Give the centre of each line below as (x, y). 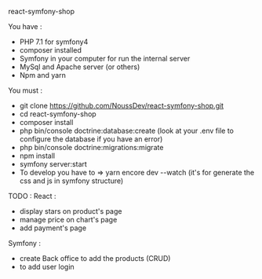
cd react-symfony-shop (58, 114)
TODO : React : (32, 196)
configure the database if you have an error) (91, 139)
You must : (25, 90)
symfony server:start (53, 164)
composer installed (51, 50)
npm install (37, 156)
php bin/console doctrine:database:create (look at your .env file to (126, 130)
